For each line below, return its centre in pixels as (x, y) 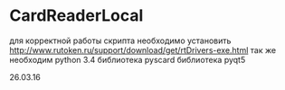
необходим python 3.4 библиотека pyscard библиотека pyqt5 (128, 59)
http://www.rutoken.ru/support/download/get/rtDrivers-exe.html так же (143, 49)
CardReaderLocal (76, 16)
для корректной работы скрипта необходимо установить (120, 40)
